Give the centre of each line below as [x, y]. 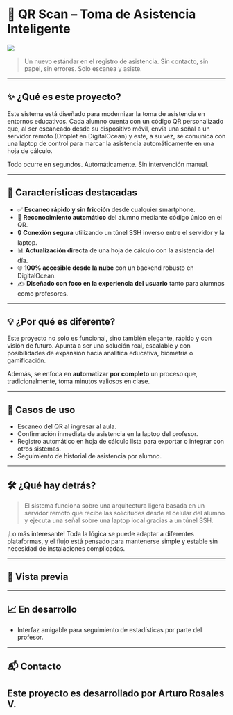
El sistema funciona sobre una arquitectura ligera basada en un [114, 506]
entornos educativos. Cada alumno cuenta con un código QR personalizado [115, 121]
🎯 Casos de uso [41, 410]
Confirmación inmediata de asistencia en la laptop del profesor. [107, 434]
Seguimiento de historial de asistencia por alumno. [89, 456]
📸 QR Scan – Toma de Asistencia [102, 14]
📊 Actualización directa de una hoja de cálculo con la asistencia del [116, 250]
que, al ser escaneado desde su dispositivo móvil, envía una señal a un [109, 129]
